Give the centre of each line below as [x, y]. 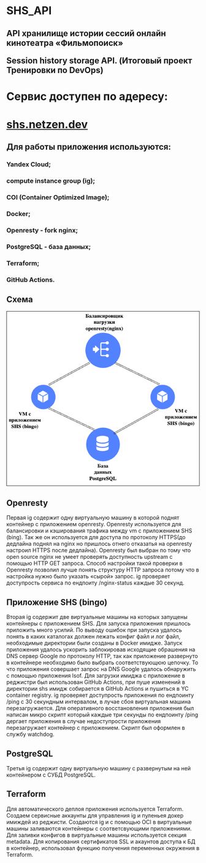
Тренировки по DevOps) [55, 70]
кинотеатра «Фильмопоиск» [65, 43]
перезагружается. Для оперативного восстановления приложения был [100, 708]
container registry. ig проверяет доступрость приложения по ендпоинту [100, 695]
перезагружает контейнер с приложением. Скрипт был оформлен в [96, 728]
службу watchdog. [30, 734]
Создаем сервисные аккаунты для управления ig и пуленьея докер [95, 815]
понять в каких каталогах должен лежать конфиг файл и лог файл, [93, 637]
